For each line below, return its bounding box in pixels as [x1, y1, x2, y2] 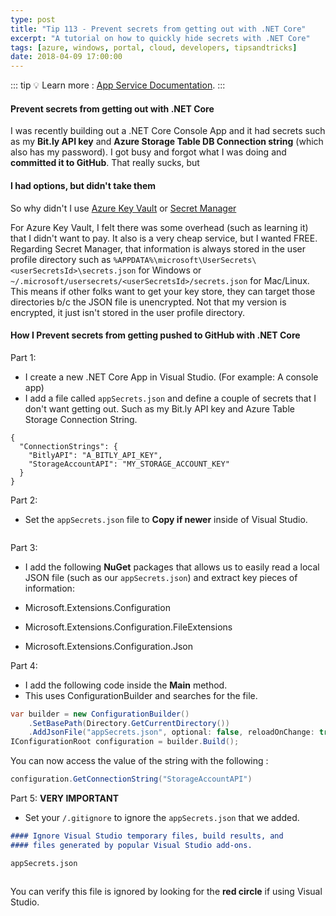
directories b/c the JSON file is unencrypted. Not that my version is [10, 296, 287, 308]
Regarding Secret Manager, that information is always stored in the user [10, 242, 306, 255]
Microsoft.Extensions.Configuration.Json [24, 640, 194, 652]
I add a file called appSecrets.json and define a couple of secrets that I [24, 392, 317, 404]
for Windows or [138, 264, 202, 276]
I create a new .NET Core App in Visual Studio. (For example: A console [24, 371, 319, 383]
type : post [10, 14, 56, 25]
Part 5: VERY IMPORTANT [10, 792, 119, 805]
